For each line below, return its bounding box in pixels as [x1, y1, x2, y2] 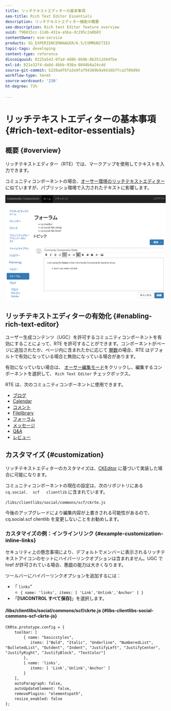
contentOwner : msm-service [5, 35, 63, 40]
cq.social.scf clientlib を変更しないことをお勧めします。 [5, 516, 122, 522]
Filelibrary [12, 410, 34, 416]
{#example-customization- [95, 530, 164, 537]
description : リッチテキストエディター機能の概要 [5, 19, 99, 24]
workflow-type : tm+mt [5, 73, 51, 78]
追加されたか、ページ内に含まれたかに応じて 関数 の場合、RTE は [14, 347, 150, 353]
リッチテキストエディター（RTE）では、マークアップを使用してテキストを [5, 161, 160, 167]
